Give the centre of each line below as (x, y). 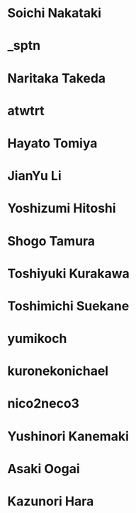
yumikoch (37, 339)
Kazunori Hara (51, 501)
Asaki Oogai (44, 469)
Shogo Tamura (51, 241)
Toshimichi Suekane (68, 306)
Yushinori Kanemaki (68, 436)
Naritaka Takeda (57, 78)
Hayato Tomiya (52, 143)
